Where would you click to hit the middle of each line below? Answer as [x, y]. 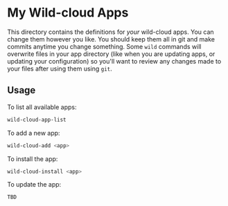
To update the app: [34, 185]
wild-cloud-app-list [37, 120]
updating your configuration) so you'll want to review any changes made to [114, 61]
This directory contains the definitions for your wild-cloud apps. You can [111, 32]
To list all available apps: [42, 107]
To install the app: [33, 159]
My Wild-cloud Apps [68, 13]
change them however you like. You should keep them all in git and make [111, 39]
